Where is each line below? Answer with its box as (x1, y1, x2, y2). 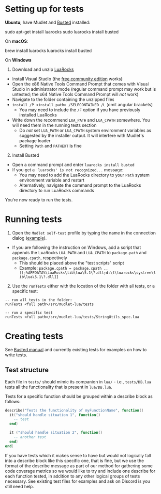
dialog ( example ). (12, 235, 47, 241)
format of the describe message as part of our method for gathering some (5, 462, 153, 469)
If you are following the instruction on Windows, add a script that (12, 244, 141, 250)
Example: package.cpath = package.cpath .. (19, 265, 108, 271)
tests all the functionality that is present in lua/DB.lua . (5, 384, 113, 390)
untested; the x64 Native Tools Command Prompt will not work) (12, 91, 139, 97)
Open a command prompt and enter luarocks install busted (12, 162, 134, 167)
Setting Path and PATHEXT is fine (19, 143, 82, 148)
